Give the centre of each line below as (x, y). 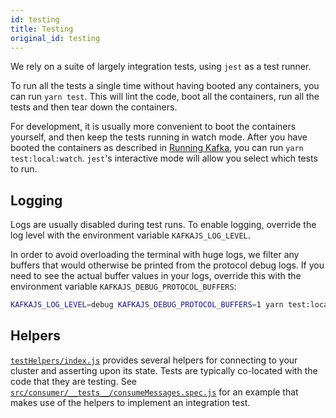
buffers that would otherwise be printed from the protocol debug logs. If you (167, 265)
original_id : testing (55, 38)
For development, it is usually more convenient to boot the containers (153, 127)
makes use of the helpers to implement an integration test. (130, 402)
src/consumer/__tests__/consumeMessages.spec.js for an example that (154, 392)
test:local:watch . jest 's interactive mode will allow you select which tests (164, 158)
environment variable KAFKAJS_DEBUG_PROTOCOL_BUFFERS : (123, 287)
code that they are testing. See (73, 381)
